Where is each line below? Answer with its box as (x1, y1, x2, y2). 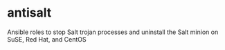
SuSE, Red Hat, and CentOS (7, 35, 87, 43)
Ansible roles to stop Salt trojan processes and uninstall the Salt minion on (7, 28, 219, 36)
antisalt (7, 5, 52, 21)
